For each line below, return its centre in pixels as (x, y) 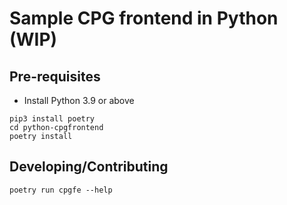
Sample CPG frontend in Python (144, 18)
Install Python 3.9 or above (79, 100)
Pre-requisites (55, 76)
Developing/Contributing (89, 167)
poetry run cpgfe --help (61, 190)
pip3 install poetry (52, 119)
